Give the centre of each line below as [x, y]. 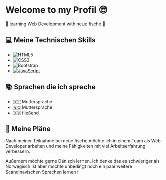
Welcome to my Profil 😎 [57, 10]
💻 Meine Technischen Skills [50, 40]
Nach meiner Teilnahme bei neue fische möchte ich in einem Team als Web [83, 141]
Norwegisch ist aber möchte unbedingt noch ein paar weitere [69, 166]
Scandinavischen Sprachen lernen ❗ [42, 172]
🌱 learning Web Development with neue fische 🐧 [55, 24]
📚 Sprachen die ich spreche [50, 87]
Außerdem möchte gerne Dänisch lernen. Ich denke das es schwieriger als [82, 161]
